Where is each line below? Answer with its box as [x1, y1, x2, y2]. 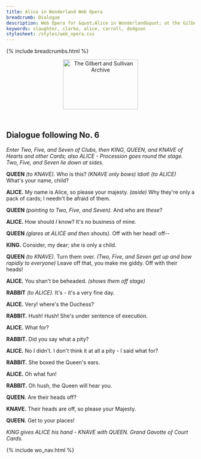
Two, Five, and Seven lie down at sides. [6, 158, 104, 166]
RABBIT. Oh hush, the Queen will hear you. [6, 382, 112, 389]
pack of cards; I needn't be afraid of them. [6, 194, 111, 202]
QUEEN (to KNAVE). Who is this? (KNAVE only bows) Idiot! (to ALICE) [6, 170, 176, 178]
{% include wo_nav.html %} [6, 446, 75, 454]
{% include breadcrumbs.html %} [6, 47, 89, 55]
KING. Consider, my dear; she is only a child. [6, 241, 117, 248]
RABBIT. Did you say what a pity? [6, 335, 89, 343]
